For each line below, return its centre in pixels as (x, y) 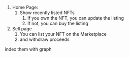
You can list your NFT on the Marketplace (63, 34)
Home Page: (25, 7)
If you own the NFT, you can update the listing (75, 18)
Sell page (22, 29)
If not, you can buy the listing (58, 23)
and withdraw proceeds (44, 39)
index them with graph (28, 49)
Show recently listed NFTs (47, 13)
